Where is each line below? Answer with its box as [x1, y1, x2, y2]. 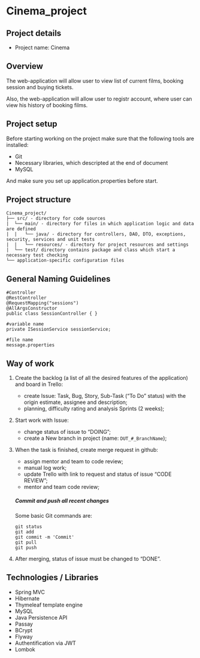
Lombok [14, 645, 36, 653]
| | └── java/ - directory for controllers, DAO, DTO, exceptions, [6, 231, 186, 237]
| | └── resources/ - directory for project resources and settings [6, 242, 189, 248]
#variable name [6, 321, 44, 327]
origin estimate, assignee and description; [23, 399, 128, 406]
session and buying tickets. [6, 83, 74, 90]
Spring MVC [14, 588, 46, 596]
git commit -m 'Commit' [14, 535, 75, 541]
